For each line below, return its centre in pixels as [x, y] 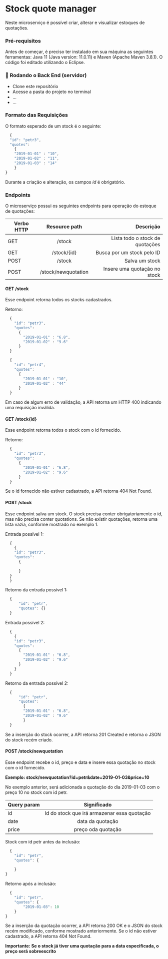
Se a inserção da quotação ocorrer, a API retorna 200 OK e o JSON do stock [84, 925]
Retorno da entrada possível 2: [37, 683]
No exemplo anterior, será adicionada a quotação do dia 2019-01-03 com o [82, 787]
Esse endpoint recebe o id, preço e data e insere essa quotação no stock [80, 762]
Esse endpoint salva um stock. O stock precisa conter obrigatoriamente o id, [84, 514]
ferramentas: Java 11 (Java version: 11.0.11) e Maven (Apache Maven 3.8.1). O [84, 57]
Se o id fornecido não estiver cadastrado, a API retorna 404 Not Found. [79, 491]
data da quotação [98, 821]
